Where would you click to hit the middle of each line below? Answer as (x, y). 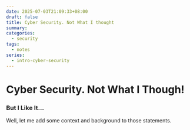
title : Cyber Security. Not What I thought (60, 22)
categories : (21, 33)
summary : (17, 28)
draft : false (22, 17)
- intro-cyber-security (40, 60)
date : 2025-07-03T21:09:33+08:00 (47, 11)
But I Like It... (25, 108)
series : (16, 55)
